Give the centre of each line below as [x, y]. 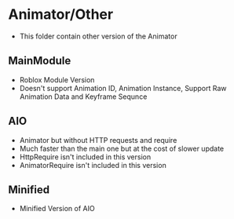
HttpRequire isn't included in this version [85, 157]
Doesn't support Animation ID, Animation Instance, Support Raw [123, 88]
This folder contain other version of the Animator [99, 36]
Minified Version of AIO [57, 209]
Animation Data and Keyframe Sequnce [83, 97]
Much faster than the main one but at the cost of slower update [122, 148]
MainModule [40, 61]
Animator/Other [61, 15]
